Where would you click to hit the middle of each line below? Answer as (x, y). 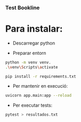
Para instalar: (34, 29)
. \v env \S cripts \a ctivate (32, 67)
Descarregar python (34, 43)
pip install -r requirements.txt (41, 76)
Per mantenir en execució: (40, 86)
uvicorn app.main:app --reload (38, 96)
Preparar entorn (29, 53)
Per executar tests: (32, 105)
